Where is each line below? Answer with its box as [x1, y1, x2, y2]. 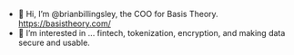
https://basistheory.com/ [17, 18, 111, 29]
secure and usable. [17, 37, 91, 48]
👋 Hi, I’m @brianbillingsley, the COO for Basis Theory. [17, 9, 218, 19]
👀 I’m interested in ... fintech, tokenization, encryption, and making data [17, 28, 286, 38]
